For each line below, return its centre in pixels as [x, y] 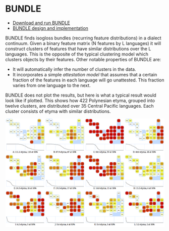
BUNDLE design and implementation [50, 28]
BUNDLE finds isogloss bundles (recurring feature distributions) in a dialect [83, 38]
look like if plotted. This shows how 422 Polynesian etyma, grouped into [80, 100]
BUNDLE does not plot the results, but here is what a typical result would [81, 95]
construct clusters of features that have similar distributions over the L [78, 49]
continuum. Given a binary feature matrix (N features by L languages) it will [83, 43]
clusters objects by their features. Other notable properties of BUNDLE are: [83, 59]
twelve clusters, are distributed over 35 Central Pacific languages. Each [79, 106]
